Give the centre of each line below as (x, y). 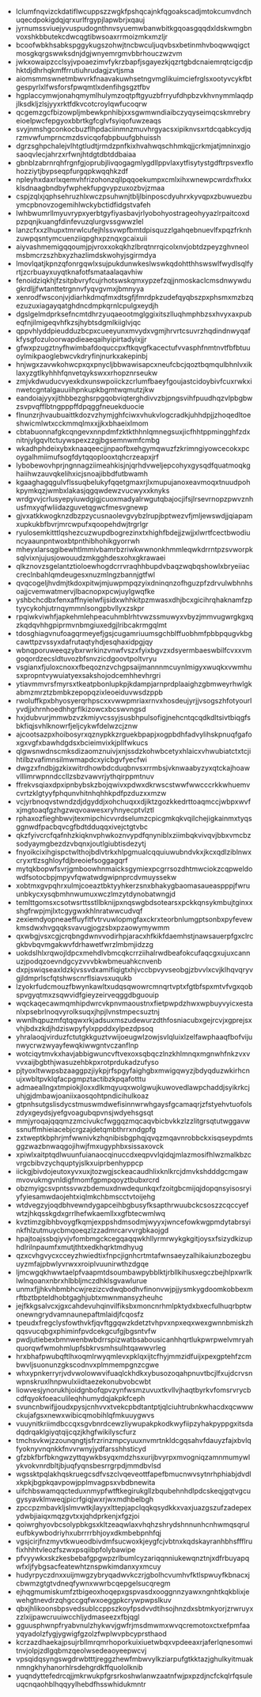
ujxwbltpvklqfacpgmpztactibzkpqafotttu (81, 1079)
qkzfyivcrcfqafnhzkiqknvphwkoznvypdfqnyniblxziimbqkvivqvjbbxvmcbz (133, 835)
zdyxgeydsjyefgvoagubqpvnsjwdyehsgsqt (85, 1112)
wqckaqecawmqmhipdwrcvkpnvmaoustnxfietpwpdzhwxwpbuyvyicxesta (134, 1003)
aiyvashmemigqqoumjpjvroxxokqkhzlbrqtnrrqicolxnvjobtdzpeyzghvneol (132, 247)
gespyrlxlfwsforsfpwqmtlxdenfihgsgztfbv (83, 87)
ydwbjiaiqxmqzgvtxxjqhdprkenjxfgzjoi (78, 1516)
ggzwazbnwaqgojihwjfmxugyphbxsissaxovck (90, 1146)
